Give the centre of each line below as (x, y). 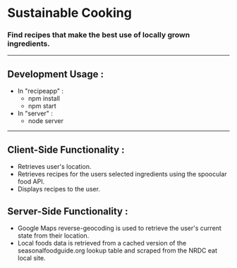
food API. (31, 181)
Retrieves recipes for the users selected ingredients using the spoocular (122, 174)
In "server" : (35, 113)
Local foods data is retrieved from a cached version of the (102, 243)
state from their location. (53, 235)
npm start (42, 106)
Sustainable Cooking (69, 13)
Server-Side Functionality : (68, 211)
